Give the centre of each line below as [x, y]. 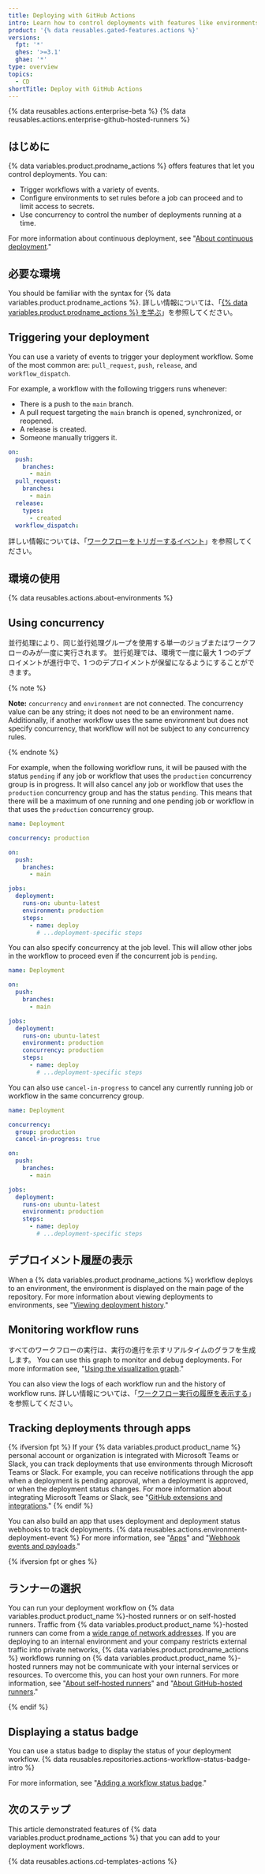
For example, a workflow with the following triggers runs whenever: [118, 388]
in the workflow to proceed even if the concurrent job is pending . [113, 956]
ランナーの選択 [45, 1588]
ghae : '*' [31, 60]
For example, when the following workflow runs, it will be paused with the [127, 768]
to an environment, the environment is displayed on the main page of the [126, 1288]
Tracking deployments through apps [100, 1428]
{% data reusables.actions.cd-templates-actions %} [93, 1861]
